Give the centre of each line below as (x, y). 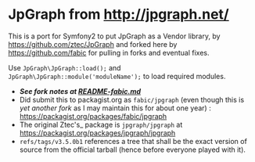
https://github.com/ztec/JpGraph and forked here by (93, 44)
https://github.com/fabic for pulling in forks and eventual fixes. (109, 52)
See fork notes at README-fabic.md (80, 91)
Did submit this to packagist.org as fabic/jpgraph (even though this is (132, 99)
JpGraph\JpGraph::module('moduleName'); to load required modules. (117, 76)
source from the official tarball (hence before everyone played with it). (133, 149)
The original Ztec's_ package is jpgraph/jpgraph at (101, 124)
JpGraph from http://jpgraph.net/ (119, 14)
